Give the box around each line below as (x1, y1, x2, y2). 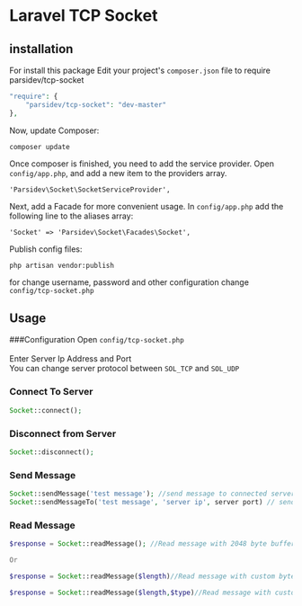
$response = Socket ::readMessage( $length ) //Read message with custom (9, 572, 276, 581)
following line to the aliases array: (9, 210, 134, 221)
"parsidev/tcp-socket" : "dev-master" (25, 100, 167, 109)
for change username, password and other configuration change (9, 276, 250, 288)
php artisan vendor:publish (9, 261, 115, 270)
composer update (9, 142, 70, 151)
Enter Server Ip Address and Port (9, 353, 132, 364)
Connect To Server (9, 386, 93, 398)
